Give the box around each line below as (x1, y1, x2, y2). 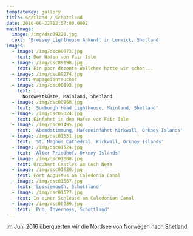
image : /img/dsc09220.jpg (12, 32, 78, 38)
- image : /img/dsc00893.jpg (12, 83, 83, 89)
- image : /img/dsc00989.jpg (12, 201, 83, 207)
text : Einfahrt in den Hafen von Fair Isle (17, 116, 129, 122)
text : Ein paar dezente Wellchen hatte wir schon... (17, 65, 154, 72)
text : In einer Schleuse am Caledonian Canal (17, 195, 135, 201)
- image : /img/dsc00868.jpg (12, 99, 83, 105)
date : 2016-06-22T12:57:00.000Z (6, 20, 88, 26)
